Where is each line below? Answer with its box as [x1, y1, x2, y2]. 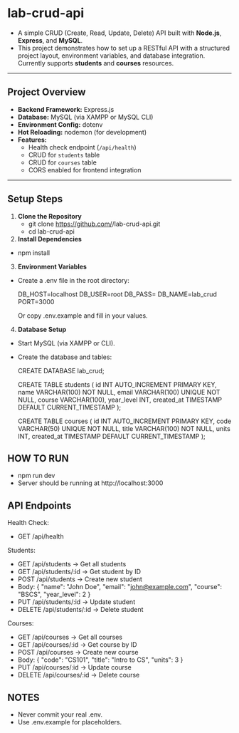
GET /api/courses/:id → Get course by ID [17, 640, 137, 649]
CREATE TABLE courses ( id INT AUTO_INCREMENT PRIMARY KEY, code [17, 417, 232, 425]
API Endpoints [7, 499, 72, 511]
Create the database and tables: [17, 353, 112, 361]
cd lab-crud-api [28, 227, 75, 236]
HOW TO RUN [7, 452, 69, 464]
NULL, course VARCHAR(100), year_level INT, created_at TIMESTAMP [17, 395, 223, 404]
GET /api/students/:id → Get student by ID [17, 568, 141, 576]
